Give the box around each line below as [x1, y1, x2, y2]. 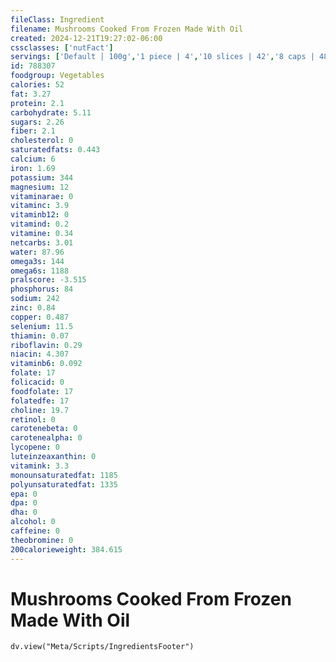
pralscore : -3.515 [10, 275, 87, 285]
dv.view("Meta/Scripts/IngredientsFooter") [10, 642, 195, 652]
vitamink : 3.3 [10, 461, 70, 471]
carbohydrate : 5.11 [10, 107, 92, 118]
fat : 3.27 [10, 89, 52, 99]
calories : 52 [10, 80, 65, 90]
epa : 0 [10, 489, 38, 499]
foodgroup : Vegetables [10, 71, 105, 81]
